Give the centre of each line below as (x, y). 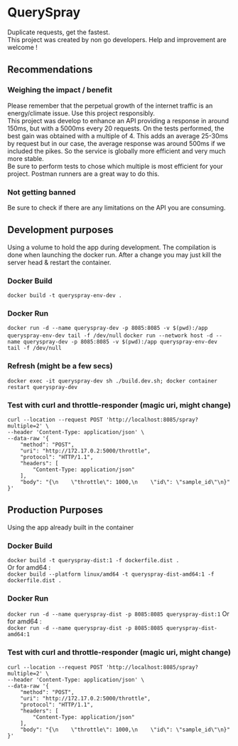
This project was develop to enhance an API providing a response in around (118, 120)
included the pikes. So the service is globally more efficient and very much (117, 151)
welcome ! (22, 47)
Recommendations (50, 69)
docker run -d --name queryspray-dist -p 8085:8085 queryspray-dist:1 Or (118, 614)
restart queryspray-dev (43, 387)
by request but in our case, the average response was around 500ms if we (117, 143)
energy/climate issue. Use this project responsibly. (81, 113)
